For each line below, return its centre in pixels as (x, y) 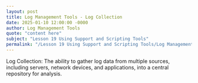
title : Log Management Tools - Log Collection (64, 17)
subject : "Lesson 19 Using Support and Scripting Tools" (77, 39)
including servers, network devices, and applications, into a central (88, 67)
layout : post (22, 11)
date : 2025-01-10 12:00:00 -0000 (47, 22)
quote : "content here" (34, 34)
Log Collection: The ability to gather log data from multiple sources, (88, 61)
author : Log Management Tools (43, 28)
